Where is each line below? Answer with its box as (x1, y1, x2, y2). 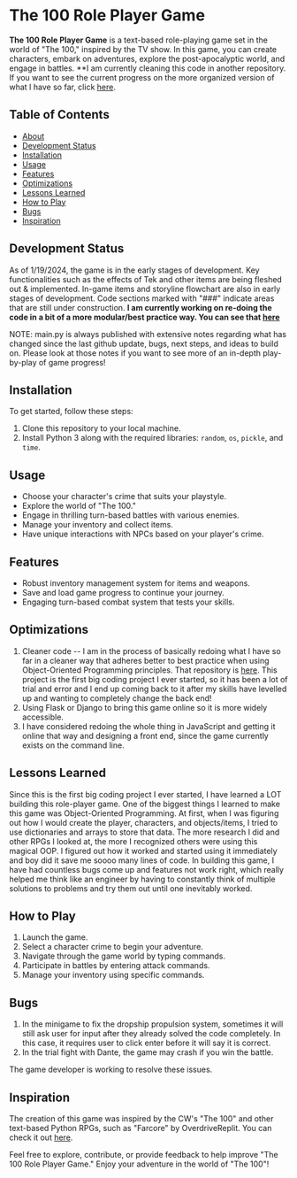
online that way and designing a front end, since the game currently (21, 730, 270, 741)
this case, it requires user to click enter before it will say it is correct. (21, 1037, 271, 1049)
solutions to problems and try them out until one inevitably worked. (9, 882, 253, 894)
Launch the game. (21, 932, 88, 943)
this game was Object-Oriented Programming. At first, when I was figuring (9, 807, 279, 819)
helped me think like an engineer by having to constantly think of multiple (9, 874, 276, 884)
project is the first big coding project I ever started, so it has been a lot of (21, 674, 288, 684)
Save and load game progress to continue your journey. (21, 588, 225, 597)
